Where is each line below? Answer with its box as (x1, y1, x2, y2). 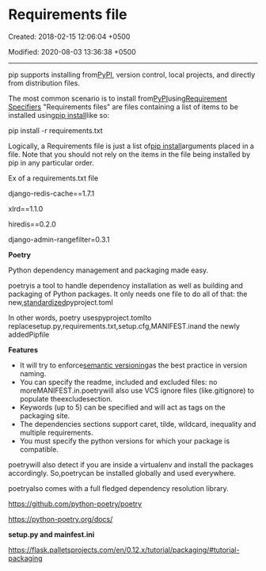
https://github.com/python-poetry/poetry (8, 499, 142, 508)
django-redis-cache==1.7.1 (8, 188, 95, 198)
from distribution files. (8, 78, 81, 88)
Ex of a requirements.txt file (8, 173, 99, 183)
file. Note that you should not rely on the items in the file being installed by (8, 149, 251, 159)
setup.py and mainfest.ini (8, 529, 95, 539)
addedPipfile (8, 329, 50, 339)
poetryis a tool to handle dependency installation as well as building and (8, 280, 244, 290)
